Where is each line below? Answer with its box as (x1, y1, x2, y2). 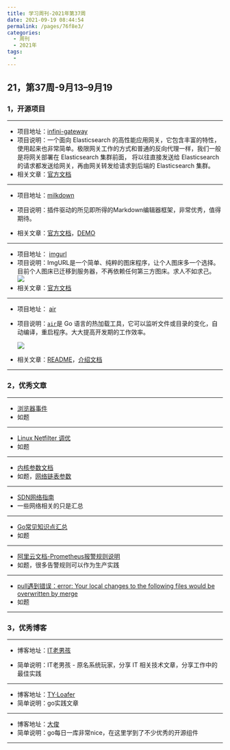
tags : (7, 49, 23, 56)
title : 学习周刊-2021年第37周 (7, 10, 86, 17)
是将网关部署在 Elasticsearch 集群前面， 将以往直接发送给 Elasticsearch (16, 153, 220, 161)
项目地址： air (16, 305, 57, 313)
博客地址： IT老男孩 (16, 646, 71, 655)
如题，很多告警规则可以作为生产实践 (16, 561, 120, 569)
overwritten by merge (16, 589, 79, 598)
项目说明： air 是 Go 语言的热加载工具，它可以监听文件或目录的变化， (16, 320, 212, 328)
